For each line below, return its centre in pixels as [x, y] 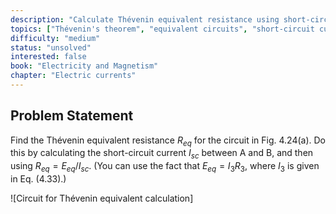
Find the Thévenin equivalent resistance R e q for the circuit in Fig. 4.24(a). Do [168, 141]
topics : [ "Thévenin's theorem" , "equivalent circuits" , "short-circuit [162, 29]
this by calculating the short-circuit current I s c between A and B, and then [162, 154]
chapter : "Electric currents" [73, 76]
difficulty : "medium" [55, 38]
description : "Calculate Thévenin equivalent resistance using [145, 19]
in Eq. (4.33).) [38, 179]
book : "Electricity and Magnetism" [84, 66]
